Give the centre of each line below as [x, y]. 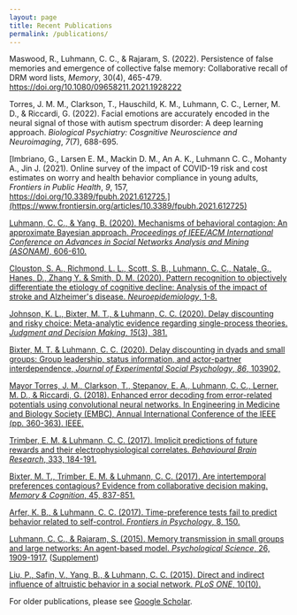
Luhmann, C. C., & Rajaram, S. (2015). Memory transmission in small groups [147, 539]
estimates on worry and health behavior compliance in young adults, [134, 178]
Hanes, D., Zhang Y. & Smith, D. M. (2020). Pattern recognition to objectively [148, 278]
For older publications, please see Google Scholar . [101, 602]
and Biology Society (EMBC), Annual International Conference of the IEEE [143, 414]
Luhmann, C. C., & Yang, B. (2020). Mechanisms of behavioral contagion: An [148, 223]
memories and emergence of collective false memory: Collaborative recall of [148, 68]
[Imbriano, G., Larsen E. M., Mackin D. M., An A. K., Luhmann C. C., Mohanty [148, 159]
